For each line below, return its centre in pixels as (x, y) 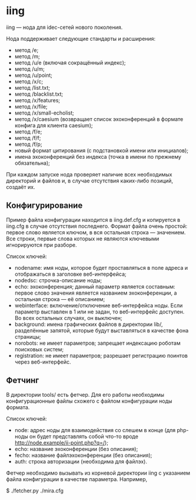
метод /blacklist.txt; (39, 94)
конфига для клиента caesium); (54, 125)
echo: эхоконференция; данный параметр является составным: (95, 286)
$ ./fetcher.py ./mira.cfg (35, 491)
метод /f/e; (28, 132)
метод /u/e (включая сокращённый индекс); (70, 63)
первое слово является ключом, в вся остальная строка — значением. (96, 232)
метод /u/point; (34, 75)
